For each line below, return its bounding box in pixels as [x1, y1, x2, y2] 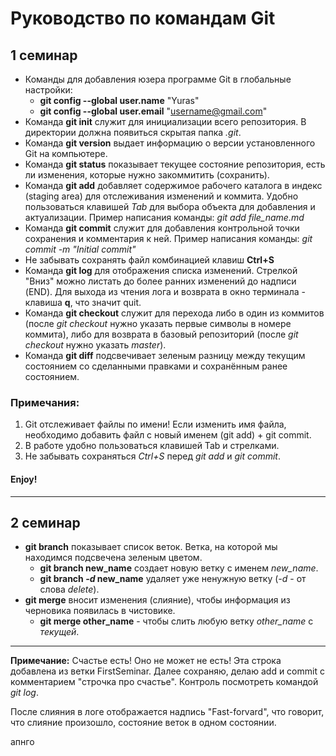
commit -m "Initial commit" [24, 243, 137, 255]
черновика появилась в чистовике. [24, 605, 176, 617]
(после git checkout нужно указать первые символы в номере [24, 318, 292, 329]
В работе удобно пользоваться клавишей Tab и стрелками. [24, 440, 280, 452]
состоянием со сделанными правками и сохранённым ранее [24, 360, 288, 372]
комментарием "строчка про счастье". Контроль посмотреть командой [10, 676, 319, 688]
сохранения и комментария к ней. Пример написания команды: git [24, 233, 313, 244]
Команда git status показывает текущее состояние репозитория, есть [24, 158, 326, 170]
